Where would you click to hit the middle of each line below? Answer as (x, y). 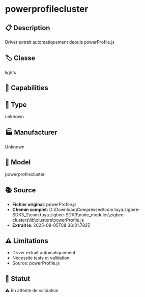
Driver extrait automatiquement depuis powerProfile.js (60, 42)
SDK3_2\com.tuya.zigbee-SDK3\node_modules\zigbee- (69, 215)
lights (11, 72)
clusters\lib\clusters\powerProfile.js (48, 220)
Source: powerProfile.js (36, 263)
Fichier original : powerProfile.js (44, 205)
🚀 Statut (18, 279)
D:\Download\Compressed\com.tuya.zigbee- (95, 209)
